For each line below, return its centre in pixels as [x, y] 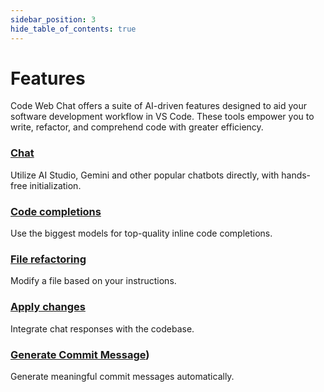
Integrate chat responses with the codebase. [102, 328]
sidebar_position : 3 [53, 19]
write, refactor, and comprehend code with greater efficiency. [137, 127]
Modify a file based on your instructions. [93, 281]
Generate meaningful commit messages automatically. [122, 376]
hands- [296, 175]
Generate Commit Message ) [80, 354]
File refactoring [48, 259]
